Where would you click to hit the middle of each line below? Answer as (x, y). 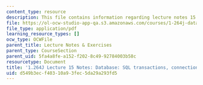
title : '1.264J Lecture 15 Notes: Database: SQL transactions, (88, 67)
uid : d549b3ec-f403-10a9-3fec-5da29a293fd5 (62, 73)
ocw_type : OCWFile (29, 40)
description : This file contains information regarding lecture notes (97, 17)
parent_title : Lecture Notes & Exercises (59, 45)
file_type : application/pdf (42, 28)
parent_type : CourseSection (42, 51)
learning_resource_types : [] (43, 34)
